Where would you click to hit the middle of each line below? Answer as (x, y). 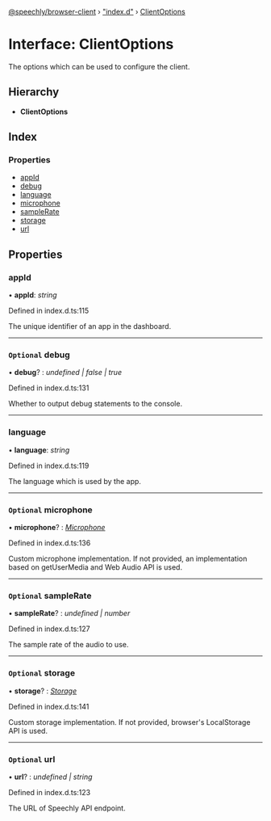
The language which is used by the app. (75, 481)
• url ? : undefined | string (50, 777)
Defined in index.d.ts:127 (49, 629)
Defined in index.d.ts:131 (49, 388)
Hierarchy (34, 92)
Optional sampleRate (50, 596)
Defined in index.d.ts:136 (50, 543)
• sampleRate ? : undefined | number (69, 613)
